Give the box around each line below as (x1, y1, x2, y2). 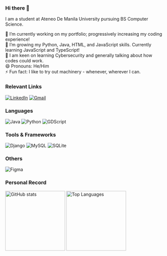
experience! (5, 36, 30, 42)
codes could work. (5, 58, 44, 64)
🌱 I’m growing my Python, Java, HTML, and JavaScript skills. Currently (5, 42, 152, 48)
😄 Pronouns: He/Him (5, 63, 49, 69)
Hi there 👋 (5, 5, 30, 12)
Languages (5, 107, 34, 114)
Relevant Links (5, 83, 42, 90)
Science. (5, 21, 24, 27)
